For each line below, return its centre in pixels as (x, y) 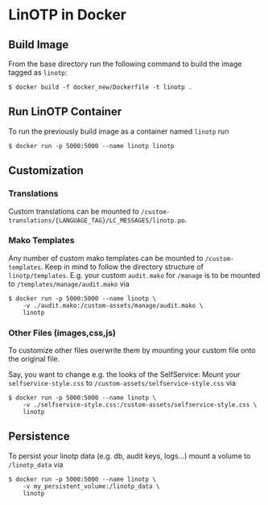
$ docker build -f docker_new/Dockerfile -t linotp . (101, 87)
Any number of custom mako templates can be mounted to (106, 258)
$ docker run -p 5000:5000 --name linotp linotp (91, 146)
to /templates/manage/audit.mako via (69, 284)
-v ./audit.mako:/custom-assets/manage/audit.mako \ (113, 305)
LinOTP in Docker (68, 15)
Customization (46, 171)
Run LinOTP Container (65, 112)
